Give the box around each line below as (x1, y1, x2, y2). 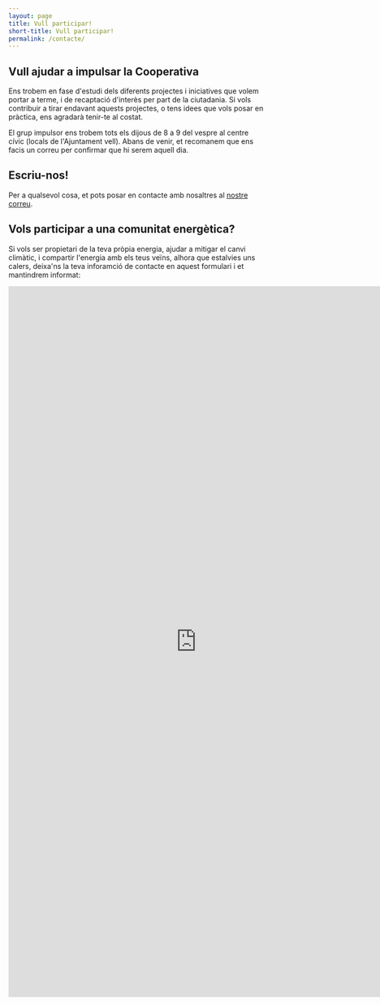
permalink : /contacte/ (8, 34, 85, 43)
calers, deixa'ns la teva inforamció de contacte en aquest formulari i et (8, 261, 244, 271)
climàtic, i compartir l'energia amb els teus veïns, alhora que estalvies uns (8, 253, 256, 262)
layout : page (8, 11, 53, 20)
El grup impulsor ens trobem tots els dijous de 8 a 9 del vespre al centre (8, 128, 249, 138)
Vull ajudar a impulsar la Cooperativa (8, 64, 199, 78)
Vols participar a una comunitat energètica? (8, 223, 235, 236)
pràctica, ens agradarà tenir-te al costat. (8, 112, 144, 122)
